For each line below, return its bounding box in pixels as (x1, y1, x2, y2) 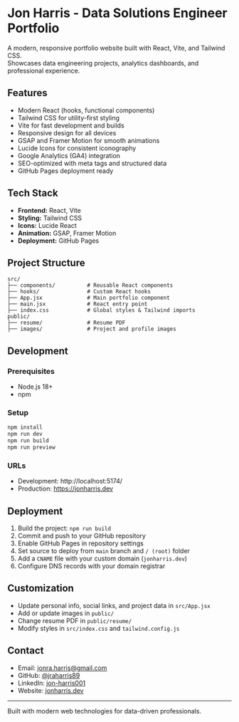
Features (7, 87, 48, 99)
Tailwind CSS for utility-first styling (17, 113, 119, 122)
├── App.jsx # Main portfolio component (7, 294, 171, 302)
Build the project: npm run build (17, 523, 112, 532)
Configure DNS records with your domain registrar (17, 561, 166, 570)
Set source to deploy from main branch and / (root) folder (17, 546, 191, 555)
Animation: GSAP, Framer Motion (17, 229, 117, 237)
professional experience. (7, 66, 80, 75)
